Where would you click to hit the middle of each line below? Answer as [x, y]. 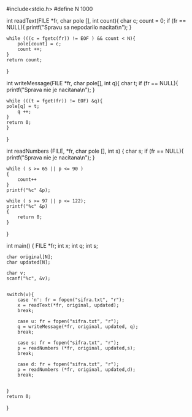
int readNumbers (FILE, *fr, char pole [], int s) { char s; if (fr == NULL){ [95, 151]
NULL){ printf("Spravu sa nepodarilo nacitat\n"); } [69, 27]
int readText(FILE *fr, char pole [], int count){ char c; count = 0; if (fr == [96, 21]
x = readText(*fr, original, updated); [68, 305]
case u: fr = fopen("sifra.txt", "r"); [68, 321]
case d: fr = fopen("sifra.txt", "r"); [68, 364]
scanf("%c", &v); [29, 278]
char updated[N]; [29, 262]
